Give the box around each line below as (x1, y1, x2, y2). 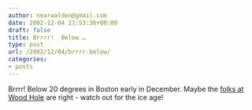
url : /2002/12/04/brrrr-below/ (8, 48, 111, 56)
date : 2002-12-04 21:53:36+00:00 (8, 19, 118, 27)
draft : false (8, 26, 51, 34)
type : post (8, 41, 44, 49)
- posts (8, 63, 34, 71)
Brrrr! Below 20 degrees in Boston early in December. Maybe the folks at (8, 84, 244, 93)
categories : (8, 56, 47, 64)
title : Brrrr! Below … (8, 33, 87, 42)
